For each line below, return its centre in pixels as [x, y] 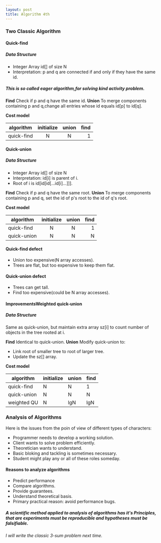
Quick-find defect [24, 249]
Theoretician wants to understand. [47, 448]
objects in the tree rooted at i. [35, 332]
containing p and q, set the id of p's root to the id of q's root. [67, 198]
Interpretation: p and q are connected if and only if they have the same [84, 72]
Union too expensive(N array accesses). [53, 260]
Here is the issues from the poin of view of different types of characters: [79, 428]
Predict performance [34, 480]
